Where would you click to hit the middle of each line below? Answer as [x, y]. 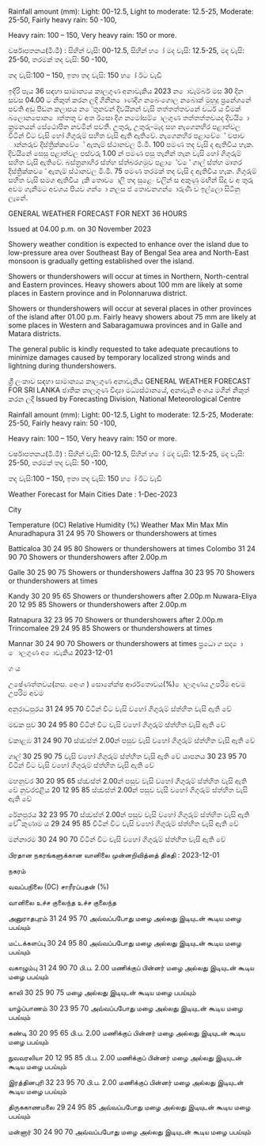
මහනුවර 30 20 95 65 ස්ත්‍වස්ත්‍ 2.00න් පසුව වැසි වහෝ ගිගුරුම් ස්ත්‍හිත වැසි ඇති [128, 781]
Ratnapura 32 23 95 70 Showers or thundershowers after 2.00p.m [116, 620]
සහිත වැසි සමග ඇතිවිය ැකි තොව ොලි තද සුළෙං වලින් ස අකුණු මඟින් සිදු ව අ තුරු [131, 180]
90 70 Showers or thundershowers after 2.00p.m [88, 557]
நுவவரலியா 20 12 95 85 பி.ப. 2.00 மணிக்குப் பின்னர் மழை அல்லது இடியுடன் [125, 1058]
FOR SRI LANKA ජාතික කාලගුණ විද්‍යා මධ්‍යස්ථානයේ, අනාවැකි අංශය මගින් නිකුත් [129, 390]
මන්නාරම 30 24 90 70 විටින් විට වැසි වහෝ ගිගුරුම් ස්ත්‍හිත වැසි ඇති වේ [117, 839]
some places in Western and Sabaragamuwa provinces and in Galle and [125, 325]
